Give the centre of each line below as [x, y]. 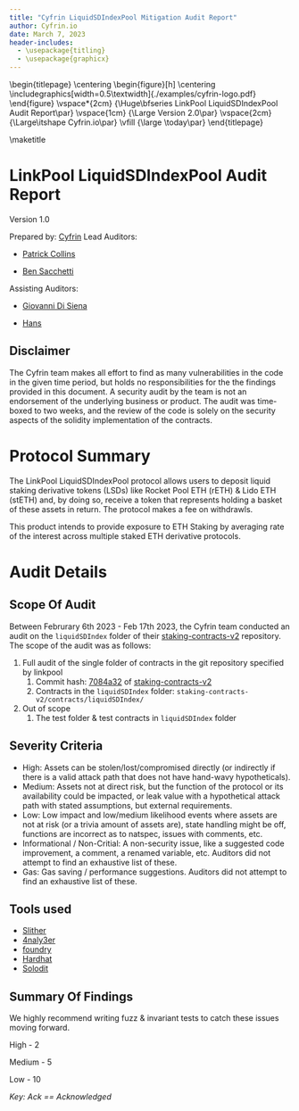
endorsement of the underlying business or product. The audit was [133, 401]
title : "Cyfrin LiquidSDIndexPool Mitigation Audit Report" [124, 17]
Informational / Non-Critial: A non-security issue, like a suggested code [153, 843]
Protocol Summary [80, 456]
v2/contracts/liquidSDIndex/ [90, 700]
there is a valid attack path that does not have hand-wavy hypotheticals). [156, 776]
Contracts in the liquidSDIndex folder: [105, 691]
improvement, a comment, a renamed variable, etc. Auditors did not [146, 852]
